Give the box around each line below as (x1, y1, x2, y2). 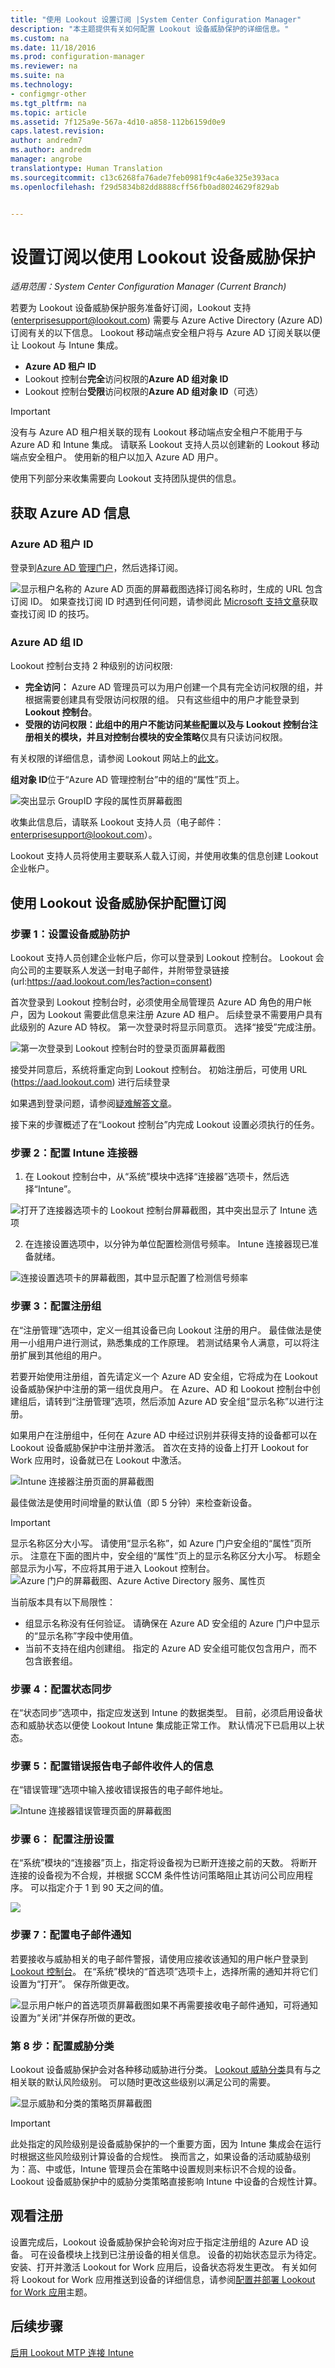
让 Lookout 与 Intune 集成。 (10, 339, 124, 351)
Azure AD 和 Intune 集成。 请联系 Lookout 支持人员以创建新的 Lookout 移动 (10, 439, 320, 451)
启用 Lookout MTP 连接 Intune (10, 2346, 135, 2358)
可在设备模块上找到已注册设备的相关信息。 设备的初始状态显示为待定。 (29, 2248, 322, 2260)
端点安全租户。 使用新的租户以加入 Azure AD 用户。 (10, 451, 224, 463)
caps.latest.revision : (10, 126, 105, 136)
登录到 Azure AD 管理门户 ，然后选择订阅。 (10, 562, 184, 573)
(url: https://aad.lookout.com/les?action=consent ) (10, 975, 213, 987)
